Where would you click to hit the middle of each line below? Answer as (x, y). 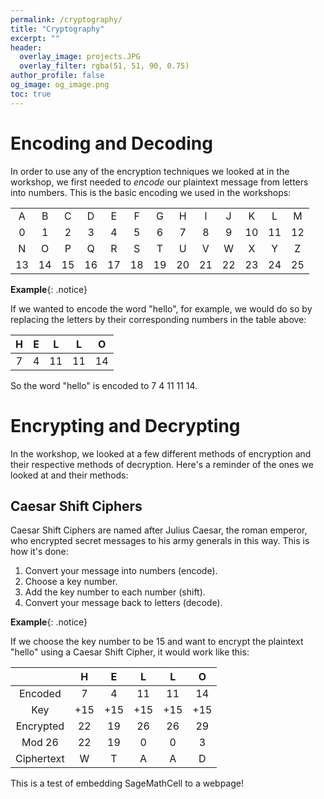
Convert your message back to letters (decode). (123, 603)
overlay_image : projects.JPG (80, 57)
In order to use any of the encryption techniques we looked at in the (150, 171)
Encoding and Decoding (111, 143)
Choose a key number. (71, 582)
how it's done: (39, 552)
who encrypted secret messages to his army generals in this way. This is (160, 541)
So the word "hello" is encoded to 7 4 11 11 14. (104, 385)
